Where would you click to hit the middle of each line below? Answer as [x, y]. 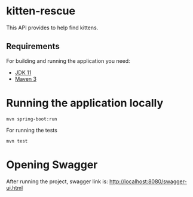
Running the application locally [85, 103]
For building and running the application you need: [68, 60]
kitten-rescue [41, 11]
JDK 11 [23, 72]
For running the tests [32, 130]
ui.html [15, 187]
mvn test [17, 141]
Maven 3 [26, 78]
